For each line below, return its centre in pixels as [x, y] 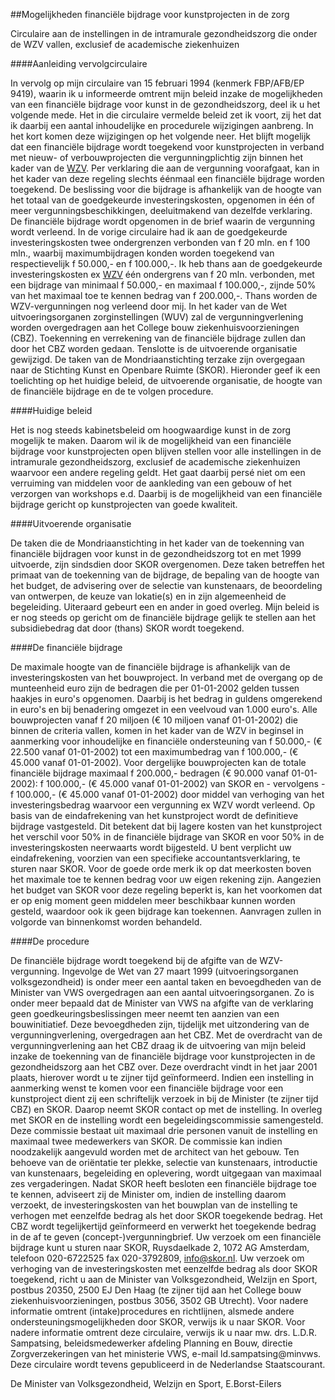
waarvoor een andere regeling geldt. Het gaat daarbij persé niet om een [158, 472]
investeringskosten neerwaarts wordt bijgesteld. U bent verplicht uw [151, 847]
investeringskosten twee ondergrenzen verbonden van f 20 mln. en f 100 [160, 242]
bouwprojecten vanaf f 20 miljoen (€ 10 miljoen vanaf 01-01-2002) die [154, 720]
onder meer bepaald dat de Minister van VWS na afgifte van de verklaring [162, 1003]
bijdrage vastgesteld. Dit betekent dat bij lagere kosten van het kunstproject [166, 826]
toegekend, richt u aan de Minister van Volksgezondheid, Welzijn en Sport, [164, 1279]
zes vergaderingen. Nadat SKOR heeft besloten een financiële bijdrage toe [163, 1183]
